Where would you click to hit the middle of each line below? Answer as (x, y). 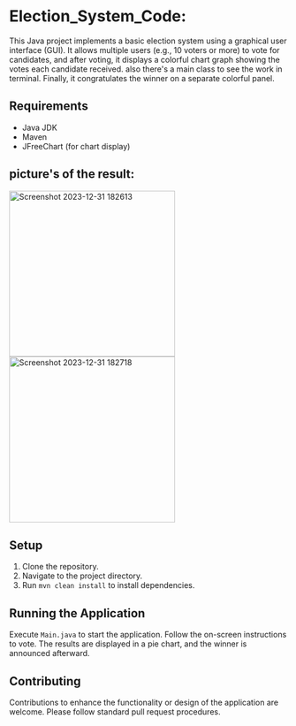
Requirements (49, 107)
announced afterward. (49, 653)
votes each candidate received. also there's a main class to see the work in (146, 69)
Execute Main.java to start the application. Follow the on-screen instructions (148, 635)
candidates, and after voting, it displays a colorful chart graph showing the (144, 59)
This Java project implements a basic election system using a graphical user (148, 41)
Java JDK (39, 127)
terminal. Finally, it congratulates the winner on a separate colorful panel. (142, 78)
